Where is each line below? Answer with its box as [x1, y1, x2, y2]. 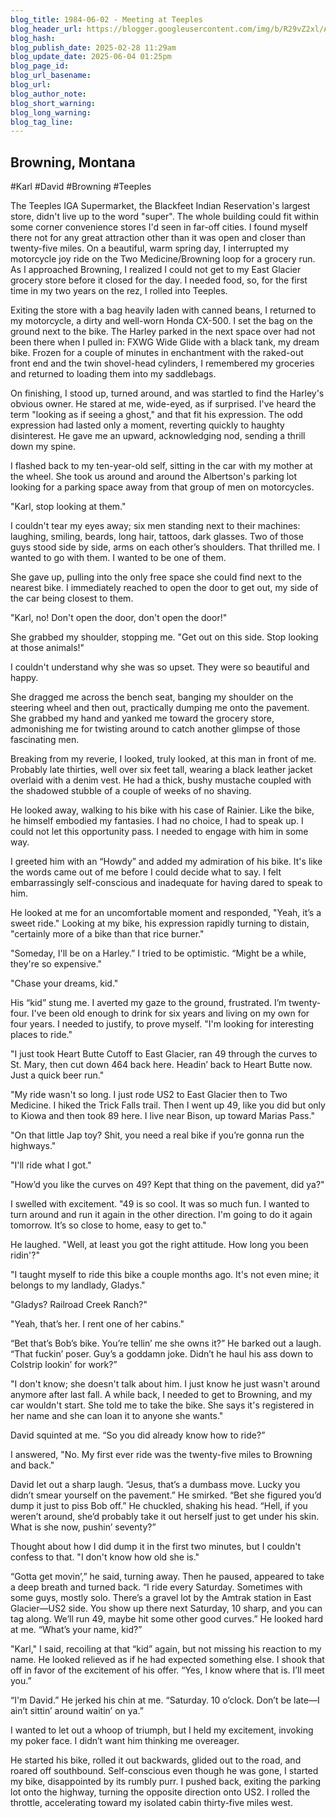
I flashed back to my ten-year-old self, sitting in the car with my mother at [10, 460, 313, 472]
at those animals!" [10, 642, 85, 654]
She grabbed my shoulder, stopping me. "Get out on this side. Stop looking [10, 631, 319, 643]
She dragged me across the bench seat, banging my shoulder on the [10, 691, 294, 703]
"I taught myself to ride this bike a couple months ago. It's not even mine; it [10, 1269, 320, 1281]
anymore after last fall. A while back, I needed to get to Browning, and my [10, 1389, 313, 1401]
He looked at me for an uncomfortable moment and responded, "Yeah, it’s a [10, 907, 322, 919]
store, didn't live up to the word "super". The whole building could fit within [10, 211, 320, 223]
